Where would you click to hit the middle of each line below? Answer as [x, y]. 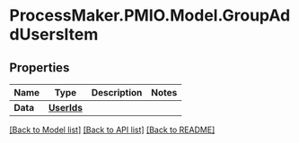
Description [117, 93]
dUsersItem [54, 34]
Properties [40, 67]
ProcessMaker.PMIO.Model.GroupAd [150, 16]
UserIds [66, 108]
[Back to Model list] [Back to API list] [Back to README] [112, 130]
